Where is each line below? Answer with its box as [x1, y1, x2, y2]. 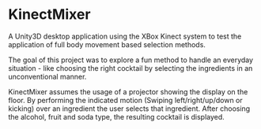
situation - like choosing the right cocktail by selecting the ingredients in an [8, 63, 253, 72]
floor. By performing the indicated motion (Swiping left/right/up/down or [8, 95, 243, 105]
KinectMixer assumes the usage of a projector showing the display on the [8, 87, 248, 96]
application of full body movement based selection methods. [8, 39, 206, 49]
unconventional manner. [8, 72, 87, 81]
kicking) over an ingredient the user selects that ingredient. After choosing [8, 104, 251, 113]
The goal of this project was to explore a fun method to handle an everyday [8, 55, 254, 64]
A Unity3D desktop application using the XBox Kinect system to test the [8, 31, 242, 41]
